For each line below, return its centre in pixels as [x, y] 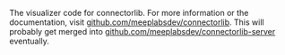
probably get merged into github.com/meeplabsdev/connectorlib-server [142, 31]
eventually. [29, 41]
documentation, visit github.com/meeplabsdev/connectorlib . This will [137, 22]
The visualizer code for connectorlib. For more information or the [129, 13]
